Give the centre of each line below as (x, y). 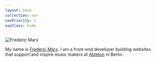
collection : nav (22, 15)
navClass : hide (21, 26)
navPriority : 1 (21, 20)
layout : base (18, 10)
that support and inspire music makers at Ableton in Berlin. (64, 54)
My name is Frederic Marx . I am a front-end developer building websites (78, 49)
